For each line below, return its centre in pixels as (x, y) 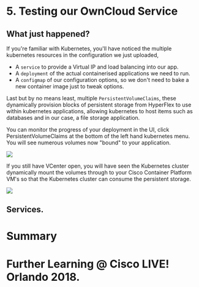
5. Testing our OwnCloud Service (92, 11)
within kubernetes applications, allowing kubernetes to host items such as (99, 111)
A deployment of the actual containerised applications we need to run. (103, 73)
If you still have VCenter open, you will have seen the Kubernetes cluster (98, 166)
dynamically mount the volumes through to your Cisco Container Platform (99, 172)
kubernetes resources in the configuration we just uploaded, (83, 55)
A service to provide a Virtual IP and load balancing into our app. (97, 67)
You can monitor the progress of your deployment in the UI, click (88, 129)
